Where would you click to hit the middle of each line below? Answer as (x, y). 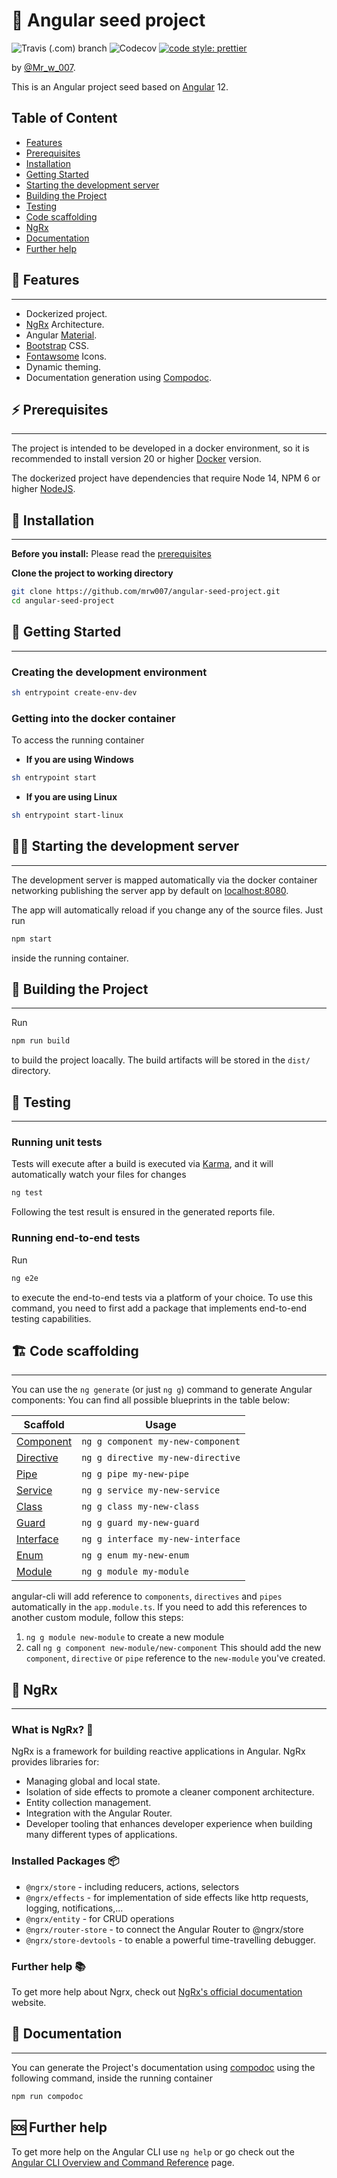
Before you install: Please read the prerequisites (111, 554)
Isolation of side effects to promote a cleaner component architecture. (170, 1792)
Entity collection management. (88, 1803)
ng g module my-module (135, 1572)
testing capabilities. (51, 1318)
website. (29, 2003)
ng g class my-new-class (140, 1507)
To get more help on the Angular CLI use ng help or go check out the (153, 2151)
